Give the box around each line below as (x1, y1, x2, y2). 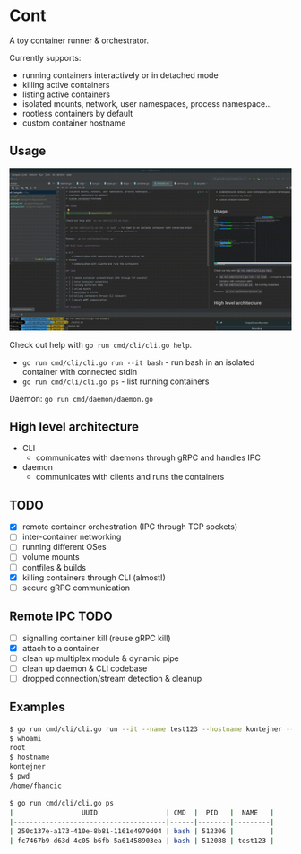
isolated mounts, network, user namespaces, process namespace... (21, 98, 273, 109)
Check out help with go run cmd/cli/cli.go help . (9, 339, 193, 350)
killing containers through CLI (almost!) (21, 571, 166, 583)
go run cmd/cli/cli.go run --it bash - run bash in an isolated (21, 356, 255, 368)
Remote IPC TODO (9, 609, 113, 624)
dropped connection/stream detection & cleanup (21, 673, 202, 684)
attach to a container (21, 642, 99, 653)
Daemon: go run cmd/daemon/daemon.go (9, 393, 154, 404)
